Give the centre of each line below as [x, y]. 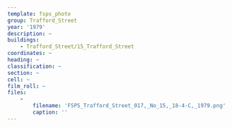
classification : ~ [34, 66]
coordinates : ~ [30, 54]
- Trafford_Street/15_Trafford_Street [77, 47]
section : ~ [23, 73]
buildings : [23, 40]
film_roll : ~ [27, 86]
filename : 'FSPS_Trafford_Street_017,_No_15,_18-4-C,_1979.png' [129, 106]
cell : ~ [19, 79]
